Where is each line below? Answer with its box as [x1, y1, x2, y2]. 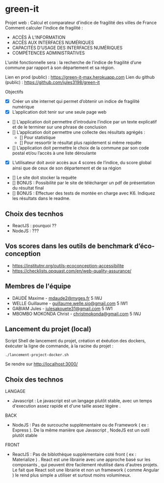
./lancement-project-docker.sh [5, 353, 69, 358]
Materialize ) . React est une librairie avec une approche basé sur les [12, 457, 151, 462]
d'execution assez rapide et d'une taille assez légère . [12, 403, 121, 409]
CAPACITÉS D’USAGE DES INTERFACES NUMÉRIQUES [12, 45, 123, 50]
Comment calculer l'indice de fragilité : [5, 24, 83, 30]
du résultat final [12, 185, 44, 191]
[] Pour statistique [19, 135, 56, 141]
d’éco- [134, 242, 155, 250]
